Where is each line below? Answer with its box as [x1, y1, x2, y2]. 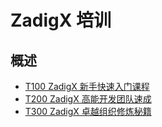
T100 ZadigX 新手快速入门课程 [24, 81, 150, 92]
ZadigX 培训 [10, 9, 112, 32]
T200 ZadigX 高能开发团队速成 [24, 93, 152, 105]
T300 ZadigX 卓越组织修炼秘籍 [24, 106, 152, 117]
